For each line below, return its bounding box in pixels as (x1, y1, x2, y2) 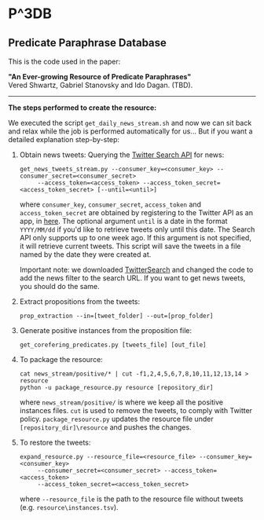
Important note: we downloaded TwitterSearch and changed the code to (19, 265, 254, 274)
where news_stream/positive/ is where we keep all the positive (19, 397, 224, 407)
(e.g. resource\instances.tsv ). (19, 503, 119, 511)
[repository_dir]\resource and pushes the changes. (19, 423, 192, 432)
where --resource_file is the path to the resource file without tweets (19, 494, 244, 504)
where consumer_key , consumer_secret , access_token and (19, 200, 202, 209)
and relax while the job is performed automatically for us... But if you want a (8, 126, 253, 136)
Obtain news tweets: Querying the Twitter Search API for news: (19, 150, 225, 159)
